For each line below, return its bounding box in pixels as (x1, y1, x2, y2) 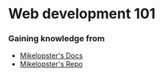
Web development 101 (8, 5, 156, 23)
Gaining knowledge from (8, 33, 105, 44)
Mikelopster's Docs (19, 51, 83, 60)
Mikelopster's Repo (19, 59, 83, 69)
